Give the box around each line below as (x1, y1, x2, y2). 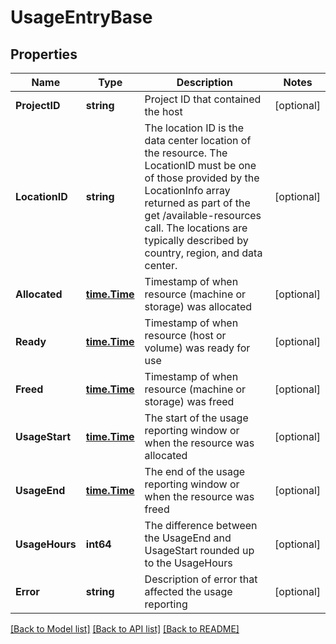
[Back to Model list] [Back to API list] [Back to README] (10, 623, 240, 635)
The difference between (144, 519, 258, 532)
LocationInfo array (144, 184, 231, 197)
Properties (10, 46, 78, 63)
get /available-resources (144, 209, 262, 222)
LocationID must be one (144, 159, 257, 172)
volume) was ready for (144, 341, 251, 355)
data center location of (144, 134, 252, 147)
